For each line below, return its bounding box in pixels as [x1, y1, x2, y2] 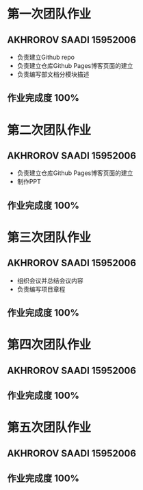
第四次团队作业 [7, 337, 92, 353]
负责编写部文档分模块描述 [16, 70, 90, 78]
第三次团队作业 [7, 229, 92, 245]
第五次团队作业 [7, 420, 92, 436]
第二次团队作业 [7, 122, 92, 138]
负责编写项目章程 [16, 285, 66, 293]
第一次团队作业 [7, 6, 92, 22]
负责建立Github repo [16, 53, 75, 61]
